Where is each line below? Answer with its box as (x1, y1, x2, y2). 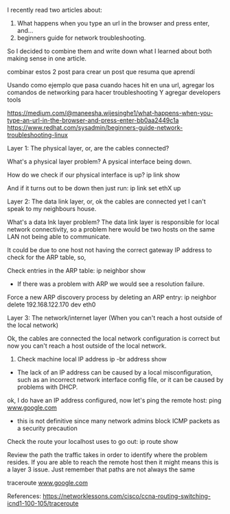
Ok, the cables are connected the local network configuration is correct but (7, 335, 220, 342)
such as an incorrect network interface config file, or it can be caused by (16, 376, 224, 383)
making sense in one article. (7, 54, 87, 63)
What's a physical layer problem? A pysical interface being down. (7, 157, 192, 166)
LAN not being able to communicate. (7, 233, 111, 241)
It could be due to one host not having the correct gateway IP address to (7, 246, 212, 254)
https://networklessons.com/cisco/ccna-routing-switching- (42, 492, 211, 500)
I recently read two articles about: (7, 6, 103, 14)
